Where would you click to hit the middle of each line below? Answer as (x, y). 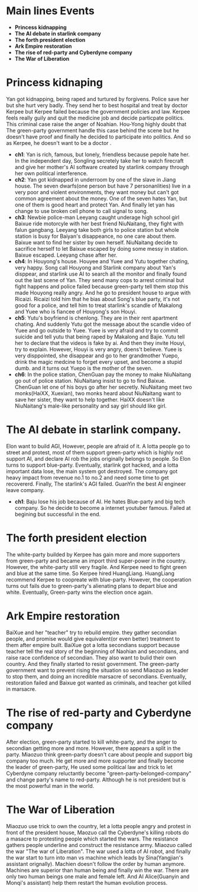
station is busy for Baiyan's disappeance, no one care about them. (95, 236)
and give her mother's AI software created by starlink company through (102, 167)
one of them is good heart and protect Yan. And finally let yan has (95, 205)
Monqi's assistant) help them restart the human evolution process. (87, 883)
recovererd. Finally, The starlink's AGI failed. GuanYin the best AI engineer (96, 484)
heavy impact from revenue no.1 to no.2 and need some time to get (88, 477)
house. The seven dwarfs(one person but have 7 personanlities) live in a (103, 186)
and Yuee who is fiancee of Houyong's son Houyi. (76, 311)
